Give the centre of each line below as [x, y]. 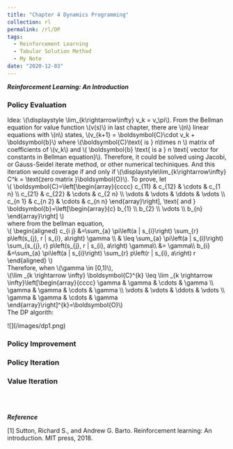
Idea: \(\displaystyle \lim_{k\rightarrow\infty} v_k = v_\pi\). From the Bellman [115, 120]
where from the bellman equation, [56, 223]
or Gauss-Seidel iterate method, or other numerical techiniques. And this [111, 164]
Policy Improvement [42, 343]
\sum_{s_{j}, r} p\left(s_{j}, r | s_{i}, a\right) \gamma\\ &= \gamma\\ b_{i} [109, 246]
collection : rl [29, 22]
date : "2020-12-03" [35, 66]
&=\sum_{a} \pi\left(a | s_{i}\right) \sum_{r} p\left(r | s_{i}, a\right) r [102, 253]
